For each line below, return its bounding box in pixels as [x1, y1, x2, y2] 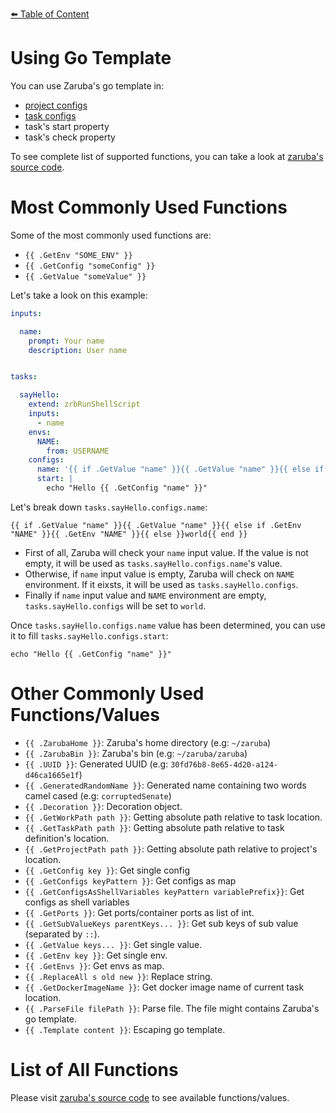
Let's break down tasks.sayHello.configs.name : [10, 501, 208, 513]
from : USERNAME [46, 446, 110, 456]
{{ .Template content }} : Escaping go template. [24, 1023, 226, 1035]
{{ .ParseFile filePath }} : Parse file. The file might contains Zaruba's [24, 1002, 320, 1014]
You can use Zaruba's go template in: [10, 79, 165, 92]
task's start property [24, 120, 110, 132]
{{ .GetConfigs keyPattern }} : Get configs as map [24, 874, 237, 887]
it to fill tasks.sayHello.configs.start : [10, 629, 169, 642]
